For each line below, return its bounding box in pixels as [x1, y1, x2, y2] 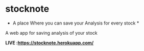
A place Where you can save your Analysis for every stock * [12, 20, 139, 26]
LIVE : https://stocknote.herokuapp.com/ [5, 39, 94, 46]
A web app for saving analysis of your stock [5, 30, 98, 36]
